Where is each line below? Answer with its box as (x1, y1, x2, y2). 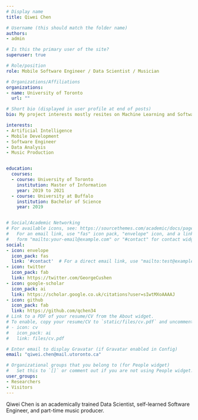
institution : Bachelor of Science (16, 199, 101, 205)
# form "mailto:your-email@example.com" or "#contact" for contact (6, 236, 181, 243)
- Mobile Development (6, 133, 60, 139)
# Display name (6, 8, 44, 15)
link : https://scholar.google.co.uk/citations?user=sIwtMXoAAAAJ (11, 291, 176, 298)
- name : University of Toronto (6, 90, 83, 96)
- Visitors (6, 384, 33, 390)
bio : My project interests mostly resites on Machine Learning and (6, 112, 176, 118)
